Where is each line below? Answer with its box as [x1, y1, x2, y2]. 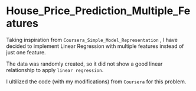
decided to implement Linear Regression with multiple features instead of [6, 43, 184, 50]
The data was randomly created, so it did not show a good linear [6, 60, 163, 67]
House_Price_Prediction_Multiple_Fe [6, 4, 191, 18]
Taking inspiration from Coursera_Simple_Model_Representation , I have [6, 36, 178, 43]
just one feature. [6, 48, 46, 56]
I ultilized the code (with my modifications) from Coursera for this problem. [6, 78, 187, 85]
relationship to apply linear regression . [6, 66, 104, 73]
